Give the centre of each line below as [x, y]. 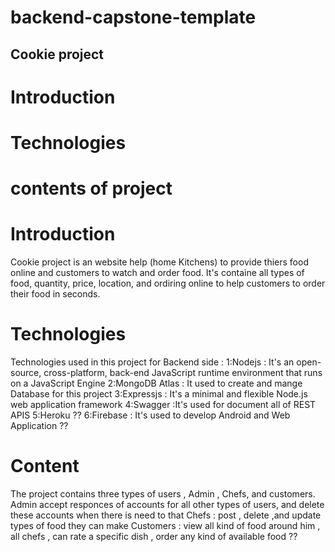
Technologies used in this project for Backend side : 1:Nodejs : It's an [152, 362]
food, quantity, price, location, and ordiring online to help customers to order [168, 283]
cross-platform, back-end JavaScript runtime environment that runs [183, 373]
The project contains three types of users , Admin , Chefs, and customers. [163, 493]
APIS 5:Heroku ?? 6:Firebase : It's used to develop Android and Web [150, 415]
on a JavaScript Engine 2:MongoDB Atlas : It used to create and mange [156, 383]
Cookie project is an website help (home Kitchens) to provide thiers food [159, 262]
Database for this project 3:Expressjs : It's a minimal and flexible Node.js [159, 394]
